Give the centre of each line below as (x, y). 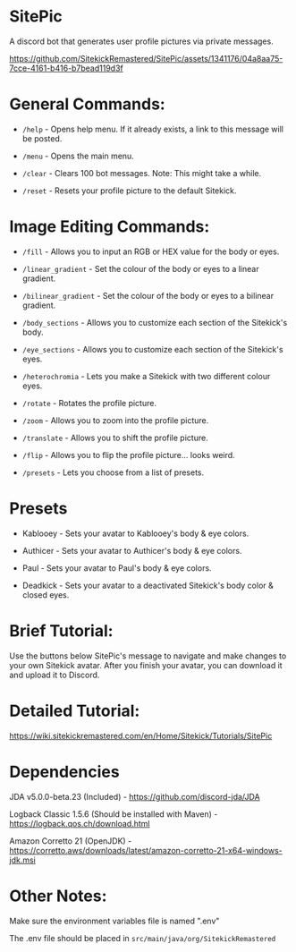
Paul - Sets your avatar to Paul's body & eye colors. (117, 568)
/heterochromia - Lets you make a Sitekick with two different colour (146, 376)
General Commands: (87, 104)
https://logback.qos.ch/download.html (80, 823)
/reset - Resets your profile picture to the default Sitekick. (129, 191)
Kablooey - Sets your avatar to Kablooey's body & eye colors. (135, 533)
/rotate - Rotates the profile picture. (89, 403)
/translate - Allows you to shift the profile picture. (115, 438)
